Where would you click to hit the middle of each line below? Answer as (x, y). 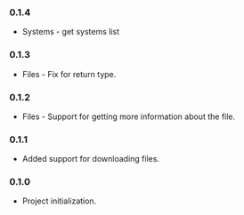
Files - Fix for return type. (69, 74)
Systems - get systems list (71, 32)
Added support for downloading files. (91, 159)
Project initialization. (59, 201)
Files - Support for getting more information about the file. (129, 116)
